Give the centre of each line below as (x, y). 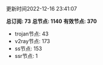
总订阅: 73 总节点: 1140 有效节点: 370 (51, 21)
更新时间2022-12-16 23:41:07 (42, 9)
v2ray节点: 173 (32, 41)
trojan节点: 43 (31, 34)
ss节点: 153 (28, 48)
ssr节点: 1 (26, 56)
